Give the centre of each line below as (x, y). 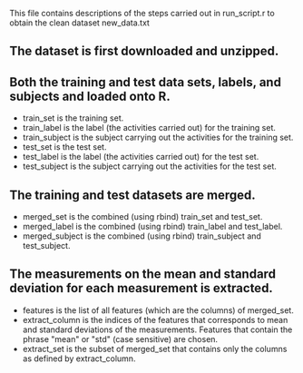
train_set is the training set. (73, 118)
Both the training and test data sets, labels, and (145, 82)
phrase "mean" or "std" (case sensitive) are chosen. (120, 339)
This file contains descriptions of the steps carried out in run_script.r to (142, 13)
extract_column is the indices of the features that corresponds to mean (155, 319)
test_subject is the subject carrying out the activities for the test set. (149, 166)
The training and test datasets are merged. (132, 195)
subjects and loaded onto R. (90, 96)
